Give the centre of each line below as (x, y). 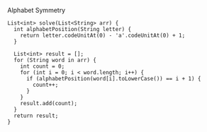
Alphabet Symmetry (37, 10)
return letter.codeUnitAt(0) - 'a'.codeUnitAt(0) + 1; (103, 35)
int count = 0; (43, 66)
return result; (36, 116)
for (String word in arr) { (55, 60)
